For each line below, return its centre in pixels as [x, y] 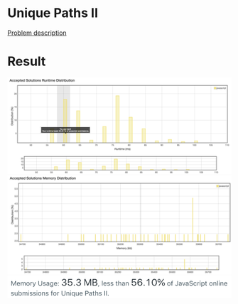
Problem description [37, 33]
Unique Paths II [53, 13]
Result [27, 61]
